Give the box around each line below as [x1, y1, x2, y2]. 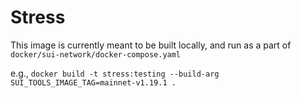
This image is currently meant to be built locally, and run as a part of [10, 39, 292, 51]
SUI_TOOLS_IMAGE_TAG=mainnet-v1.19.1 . [10, 77, 177, 88]
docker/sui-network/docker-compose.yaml [10, 49, 182, 60]
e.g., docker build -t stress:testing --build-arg [10, 67, 220, 79]
